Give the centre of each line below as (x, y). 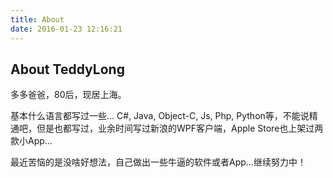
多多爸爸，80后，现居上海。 (68, 95)
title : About (37, 19)
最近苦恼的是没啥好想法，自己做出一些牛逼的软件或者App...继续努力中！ (158, 162)
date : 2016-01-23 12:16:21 (66, 29)
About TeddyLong (67, 69)
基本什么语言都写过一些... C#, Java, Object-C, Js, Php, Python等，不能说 (160, 116)
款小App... (31, 141)
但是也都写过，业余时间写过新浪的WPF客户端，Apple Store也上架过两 (180, 128)
